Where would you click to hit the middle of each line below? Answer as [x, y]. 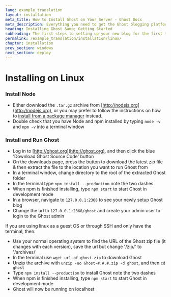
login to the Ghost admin [38, 216]
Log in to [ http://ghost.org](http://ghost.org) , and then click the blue [84, 151]
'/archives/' [24, 252]
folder [19, 178]
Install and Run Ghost [32, 140]
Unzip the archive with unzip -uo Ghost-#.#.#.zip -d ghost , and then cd [89, 263]
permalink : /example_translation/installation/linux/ [64, 39]
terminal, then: [20, 231]
